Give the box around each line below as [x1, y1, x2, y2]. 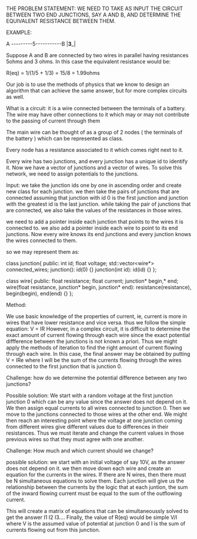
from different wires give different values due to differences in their [6, 424, 169, 430]
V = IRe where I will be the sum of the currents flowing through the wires [6, 356, 182, 363]
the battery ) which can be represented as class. [6, 135, 123, 142]
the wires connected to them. [6, 237, 78, 244]
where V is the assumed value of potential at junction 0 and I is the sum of [6, 520, 186, 527]
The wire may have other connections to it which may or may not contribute [6, 111, 190, 118]
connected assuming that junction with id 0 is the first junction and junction [6, 194, 188, 201]
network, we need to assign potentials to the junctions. [6, 170, 139, 177]
